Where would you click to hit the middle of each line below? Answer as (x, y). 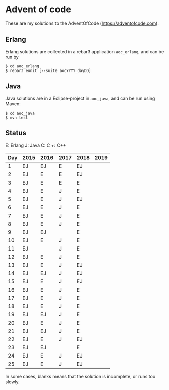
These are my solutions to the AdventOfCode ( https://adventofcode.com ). (82, 23)
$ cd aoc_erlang (22, 66)
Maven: (13, 104)
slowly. (13, 382)
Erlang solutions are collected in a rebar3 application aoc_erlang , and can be (85, 51)
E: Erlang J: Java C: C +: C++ (36, 145)
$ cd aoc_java (20, 113)
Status (16, 133)
